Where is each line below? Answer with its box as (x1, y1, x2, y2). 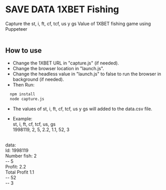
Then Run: (12, 81, 35, 88)
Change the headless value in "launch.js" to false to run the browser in (12, 71, 161, 77)
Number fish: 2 (5, 153, 37, 159)
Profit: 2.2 (5, 163, 27, 170)
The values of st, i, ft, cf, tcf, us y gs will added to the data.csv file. (12, 105, 152, 112)
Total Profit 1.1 (5, 169, 34, 175)
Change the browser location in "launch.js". (12, 65, 104, 71)
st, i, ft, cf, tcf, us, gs (12, 121, 56, 127)
